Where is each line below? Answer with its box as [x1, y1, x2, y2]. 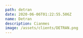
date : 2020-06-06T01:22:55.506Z [5, 12, 72, 17]
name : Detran [5, 16, 32, 21]
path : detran [5, 7, 32, 12]
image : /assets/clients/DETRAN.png [5, 26, 79, 31]
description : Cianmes [5, 21, 50, 26]
